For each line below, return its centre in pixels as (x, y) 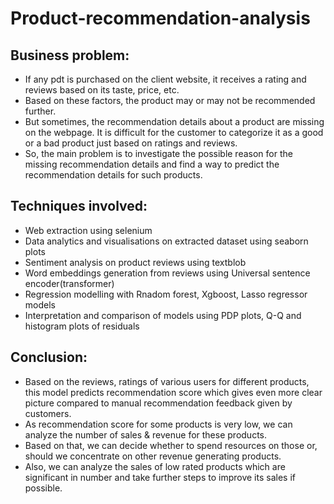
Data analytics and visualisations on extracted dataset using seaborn (166, 241)
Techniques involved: (79, 206)
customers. (48, 413)
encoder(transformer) (69, 283)
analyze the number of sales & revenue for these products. (145, 434)
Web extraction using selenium (88, 230)
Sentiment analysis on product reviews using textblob (135, 262)
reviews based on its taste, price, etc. (102, 90)
